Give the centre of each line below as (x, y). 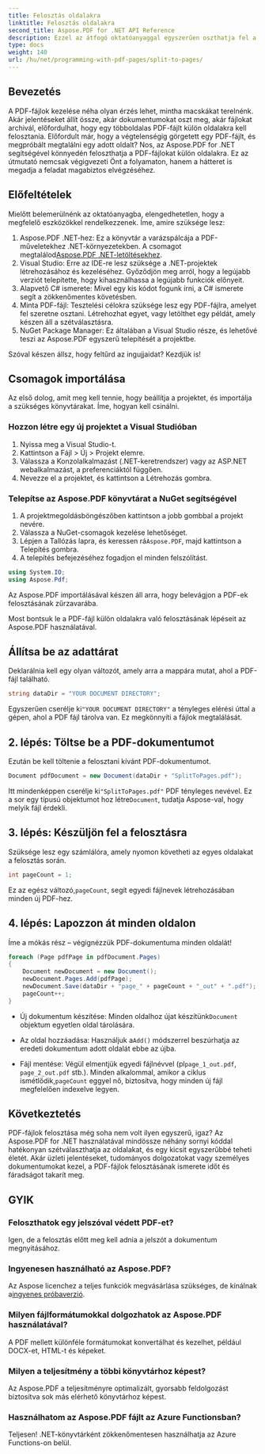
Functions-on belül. (40, 1443)
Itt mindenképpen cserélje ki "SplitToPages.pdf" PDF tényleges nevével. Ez (130, 791)
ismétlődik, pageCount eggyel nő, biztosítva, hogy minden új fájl (121, 1080)
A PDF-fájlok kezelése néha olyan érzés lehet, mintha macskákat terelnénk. (131, 111)
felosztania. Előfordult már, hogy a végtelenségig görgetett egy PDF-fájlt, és (132, 136)
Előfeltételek (40, 195)
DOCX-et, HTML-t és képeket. (57, 1350)
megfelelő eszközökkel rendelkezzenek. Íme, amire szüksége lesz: (117, 222)
